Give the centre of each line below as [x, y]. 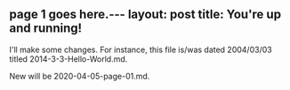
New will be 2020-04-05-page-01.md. [80, 76]
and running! [46, 29]
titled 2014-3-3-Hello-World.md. [68, 59]
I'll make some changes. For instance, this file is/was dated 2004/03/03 [141, 49]
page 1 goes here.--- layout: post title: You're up [145, 15]
